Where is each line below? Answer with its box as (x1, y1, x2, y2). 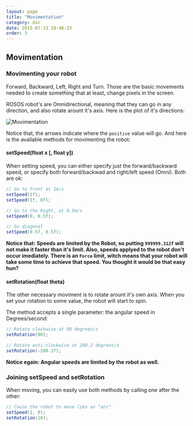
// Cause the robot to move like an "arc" (6, 404, 111, 410)
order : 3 (6, 31, 28, 36)
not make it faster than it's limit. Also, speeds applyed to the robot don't (6, 246, 185, 253)
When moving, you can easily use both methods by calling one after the (6, 387, 180, 394)
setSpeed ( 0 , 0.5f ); (6, 213, 54, 219)
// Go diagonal (6, 224, 43, 229)
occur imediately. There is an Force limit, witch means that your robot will (6, 252, 188, 259)
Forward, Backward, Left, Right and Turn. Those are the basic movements (6, 83, 184, 90)
